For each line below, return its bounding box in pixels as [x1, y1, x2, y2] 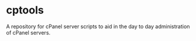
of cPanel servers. [6, 29, 51, 36]
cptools [6, 4, 44, 17]
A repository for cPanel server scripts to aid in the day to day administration [6, 23, 190, 30]
